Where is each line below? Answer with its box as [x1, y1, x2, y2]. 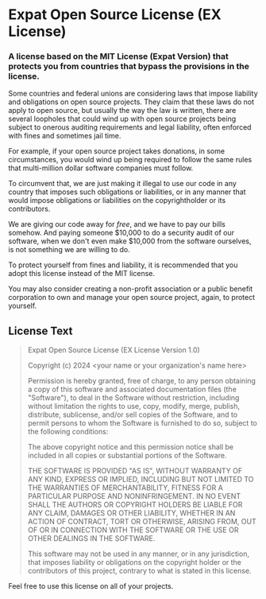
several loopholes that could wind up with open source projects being [8, 114, 237, 124]
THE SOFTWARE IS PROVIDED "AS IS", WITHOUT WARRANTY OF [27, 466, 243, 476]
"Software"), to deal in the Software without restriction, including [27, 393, 240, 403]
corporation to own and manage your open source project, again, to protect [8, 293, 256, 302]
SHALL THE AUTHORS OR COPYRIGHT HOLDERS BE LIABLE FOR [27, 500, 243, 510]
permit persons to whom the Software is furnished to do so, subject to [27, 418, 258, 428]
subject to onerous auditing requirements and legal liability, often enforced [8, 123, 252, 132]
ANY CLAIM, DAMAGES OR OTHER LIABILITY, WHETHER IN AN [27, 508, 236, 518]
